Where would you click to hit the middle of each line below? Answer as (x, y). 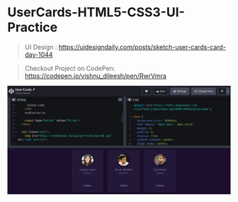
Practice (33, 27)
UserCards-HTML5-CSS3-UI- (96, 12)
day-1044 (39, 55)
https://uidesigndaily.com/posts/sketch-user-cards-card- (142, 47)
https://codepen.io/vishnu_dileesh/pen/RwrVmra (95, 76)
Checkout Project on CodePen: (70, 68)
